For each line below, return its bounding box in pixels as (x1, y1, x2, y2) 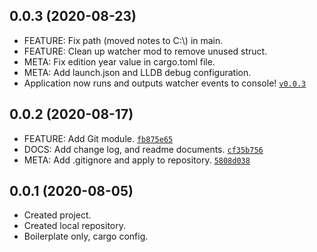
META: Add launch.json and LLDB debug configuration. (23, 66, 252, 78)
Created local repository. (23, 220, 127, 232)
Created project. (23, 209, 92, 221)
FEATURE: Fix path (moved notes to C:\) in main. (23, 34, 224, 46)
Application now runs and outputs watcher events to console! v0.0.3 (23, 77, 307, 89)
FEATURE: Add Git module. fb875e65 (23, 132, 174, 144)
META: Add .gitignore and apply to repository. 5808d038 (23, 154, 251, 166)
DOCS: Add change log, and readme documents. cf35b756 (23, 143, 264, 155)
